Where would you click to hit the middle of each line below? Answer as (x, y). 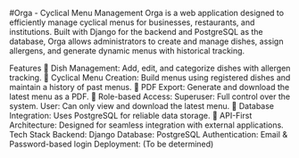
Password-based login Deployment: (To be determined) (112, 144)
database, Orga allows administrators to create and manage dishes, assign (146, 41)
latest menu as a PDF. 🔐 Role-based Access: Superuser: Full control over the (150, 96)
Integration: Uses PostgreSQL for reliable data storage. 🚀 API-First (131, 116)
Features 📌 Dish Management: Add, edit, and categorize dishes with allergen (150, 68)
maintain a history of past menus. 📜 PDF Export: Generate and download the (149, 87)
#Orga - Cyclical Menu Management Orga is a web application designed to (146, 13)
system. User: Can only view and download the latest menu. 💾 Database (142, 106)
